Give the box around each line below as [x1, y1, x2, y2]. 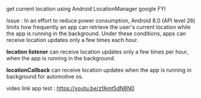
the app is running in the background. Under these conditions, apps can [6, 30, 186, 37]
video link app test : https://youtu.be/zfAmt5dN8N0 [6, 85, 135, 92]
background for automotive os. [6, 73, 84, 80]
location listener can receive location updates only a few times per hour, [6, 48, 188, 55]
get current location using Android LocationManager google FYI [6, 5, 166, 12]
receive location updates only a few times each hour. [6, 37, 138, 43]
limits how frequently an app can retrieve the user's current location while [6, 24, 191, 30]
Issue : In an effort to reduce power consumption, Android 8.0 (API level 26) [6, 17, 196, 24]
